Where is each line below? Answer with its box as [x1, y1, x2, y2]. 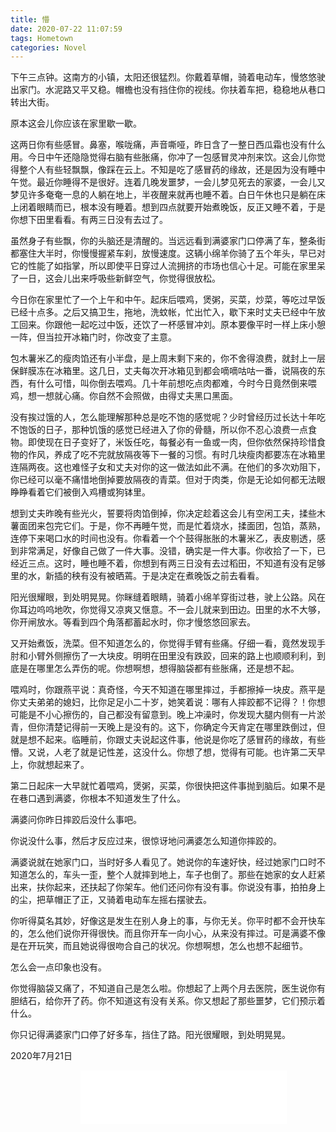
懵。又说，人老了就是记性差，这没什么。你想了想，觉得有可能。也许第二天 [10, 746, 317, 758]
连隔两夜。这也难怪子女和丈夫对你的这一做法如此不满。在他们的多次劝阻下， [10, 461, 326, 473]
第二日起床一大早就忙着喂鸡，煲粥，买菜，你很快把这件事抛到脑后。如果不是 [10, 780, 326, 792]
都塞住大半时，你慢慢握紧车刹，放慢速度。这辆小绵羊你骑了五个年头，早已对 [10, 247, 326, 260]
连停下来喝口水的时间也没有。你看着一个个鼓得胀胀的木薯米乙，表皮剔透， [10, 532, 317, 545]
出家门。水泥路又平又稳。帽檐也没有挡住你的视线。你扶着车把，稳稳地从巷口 [10, 84, 326, 96]
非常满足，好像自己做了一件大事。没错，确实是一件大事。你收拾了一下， [18, 545, 317, 557]
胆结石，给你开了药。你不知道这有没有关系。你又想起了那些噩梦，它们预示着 [10, 995, 326, 1007]
